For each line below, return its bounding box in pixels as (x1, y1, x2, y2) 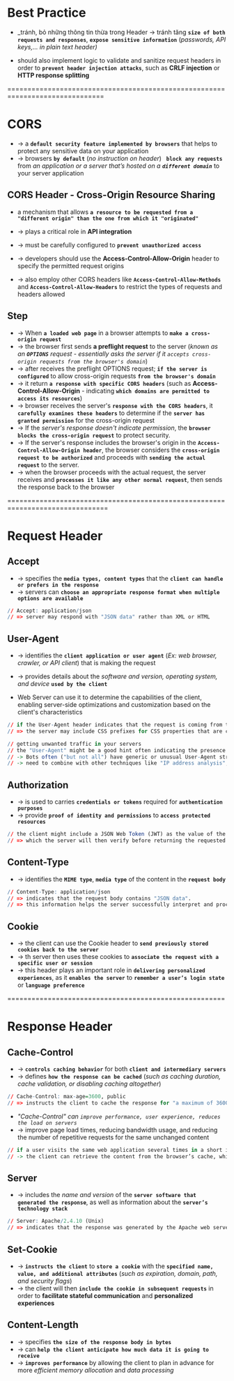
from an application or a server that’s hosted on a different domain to (17, 162, 220, 170)
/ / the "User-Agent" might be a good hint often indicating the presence (7, 747, 226, 754)
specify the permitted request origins (17, 261, 124, 270)
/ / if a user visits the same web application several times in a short (7, 1146, 223, 1153)
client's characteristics (17, 708, 83, 717)
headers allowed (17, 290, 65, 298)
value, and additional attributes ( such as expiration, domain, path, (17, 1270, 218, 1277)
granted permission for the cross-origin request (17, 416, 155, 424)
